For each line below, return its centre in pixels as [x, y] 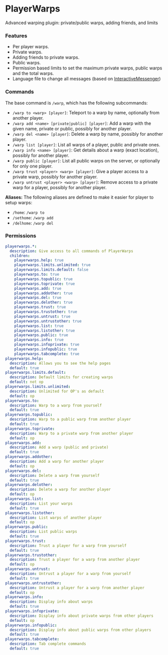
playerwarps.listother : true [45, 331]
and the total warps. [33, 73]
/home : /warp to [28, 212]
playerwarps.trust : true [40, 307]
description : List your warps [41, 504]
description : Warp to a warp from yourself [56, 405]
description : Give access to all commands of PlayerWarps [72, 251]
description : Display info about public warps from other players [80, 630]
